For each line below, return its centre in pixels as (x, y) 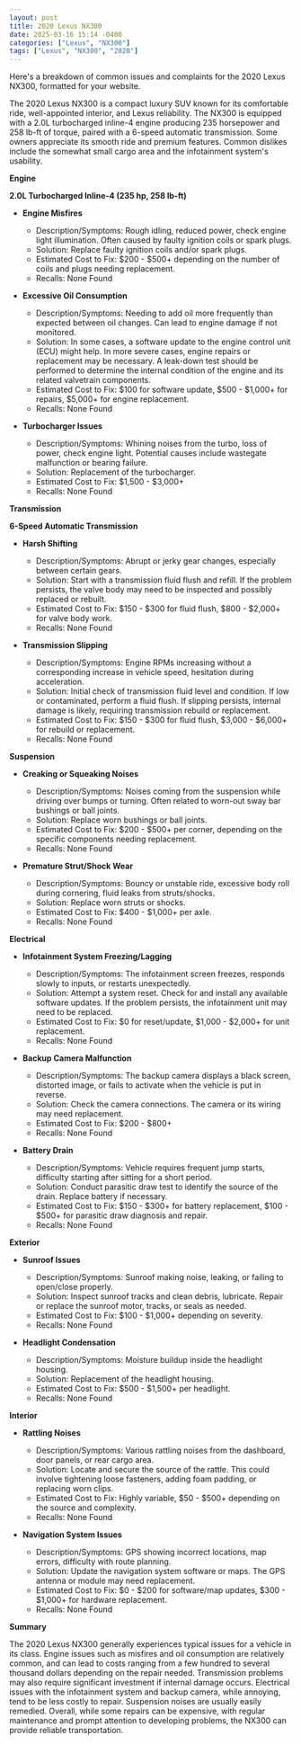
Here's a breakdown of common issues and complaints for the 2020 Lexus (147, 76)
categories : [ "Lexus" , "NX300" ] (70, 43)
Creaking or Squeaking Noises (80, 774)
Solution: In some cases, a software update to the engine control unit (163, 342)
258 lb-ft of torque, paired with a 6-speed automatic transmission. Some (144, 132)
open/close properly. (75, 1287)
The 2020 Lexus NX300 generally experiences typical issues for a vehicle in (150, 1644)
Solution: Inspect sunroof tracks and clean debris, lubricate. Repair (159, 1296)
